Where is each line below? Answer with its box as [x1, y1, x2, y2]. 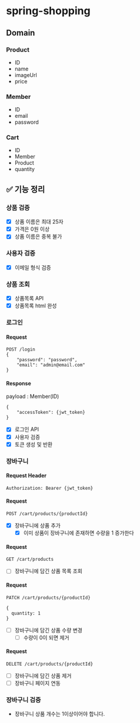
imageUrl [14, 71, 37, 78]
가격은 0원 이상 [14, 226, 50, 233]
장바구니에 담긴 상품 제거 [14, 672, 72, 679]
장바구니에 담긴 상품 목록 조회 [14, 567, 82, 575]
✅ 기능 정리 [6, 184, 45, 194]
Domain [6, 28, 35, 38]
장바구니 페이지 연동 [14, 679, 61, 686]
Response [6, 380, 31, 387]
